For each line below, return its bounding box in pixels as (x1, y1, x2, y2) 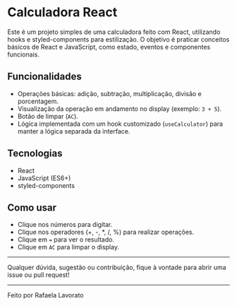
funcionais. (7, 50, 40, 59)
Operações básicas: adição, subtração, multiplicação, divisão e (17, 89, 202, 98)
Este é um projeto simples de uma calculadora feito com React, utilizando (7, 28, 221, 36)
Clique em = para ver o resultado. (17, 235, 115, 244)
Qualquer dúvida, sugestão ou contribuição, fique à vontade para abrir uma (7, 263, 227, 272)
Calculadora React (7, 4, 118, 20)
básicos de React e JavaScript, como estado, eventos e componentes (7, 42, 211, 51)
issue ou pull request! (7, 271, 70, 279)
